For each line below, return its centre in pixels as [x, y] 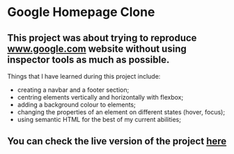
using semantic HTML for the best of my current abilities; [99, 120]
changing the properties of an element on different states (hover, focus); [121, 112]
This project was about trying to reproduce [102, 38]
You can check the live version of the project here [117, 141]
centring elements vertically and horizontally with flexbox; [100, 97]
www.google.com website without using [97, 48]
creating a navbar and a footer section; [73, 90]
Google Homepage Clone [81, 12]
